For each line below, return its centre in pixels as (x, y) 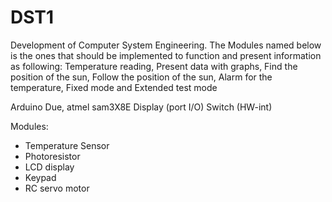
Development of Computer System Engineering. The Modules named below (166, 45)
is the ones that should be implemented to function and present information (166, 55)
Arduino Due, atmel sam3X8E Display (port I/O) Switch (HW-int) (141, 107)
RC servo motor (57, 188)
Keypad (40, 177)
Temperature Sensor (67, 145)
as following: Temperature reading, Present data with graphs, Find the (154, 66)
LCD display (49, 167)
